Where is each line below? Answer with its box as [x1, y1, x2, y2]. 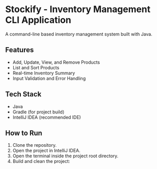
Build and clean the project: [12, 158, 70, 164]
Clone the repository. [12, 142, 57, 148]
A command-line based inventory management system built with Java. [5, 31, 153, 37]
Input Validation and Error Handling [12, 75, 86, 81]
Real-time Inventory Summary [12, 70, 75, 76]
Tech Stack [5, 90, 42, 99]
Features [5, 46, 34, 54]
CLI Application [5, 14, 71, 26]
